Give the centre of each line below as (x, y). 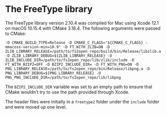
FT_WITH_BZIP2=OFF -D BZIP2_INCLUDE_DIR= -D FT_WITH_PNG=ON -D (72, 64)
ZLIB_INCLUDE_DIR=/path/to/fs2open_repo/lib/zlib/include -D (70, 60)
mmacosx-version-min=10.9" (33, 47)
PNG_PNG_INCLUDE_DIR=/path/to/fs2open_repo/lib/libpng (63, 77)
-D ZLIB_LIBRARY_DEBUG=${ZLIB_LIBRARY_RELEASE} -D (59, 56)
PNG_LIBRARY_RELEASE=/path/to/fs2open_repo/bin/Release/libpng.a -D (78, 69)
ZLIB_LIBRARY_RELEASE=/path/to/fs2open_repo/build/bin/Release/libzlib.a (83, 51)
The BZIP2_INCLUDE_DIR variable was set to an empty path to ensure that (79, 87)
